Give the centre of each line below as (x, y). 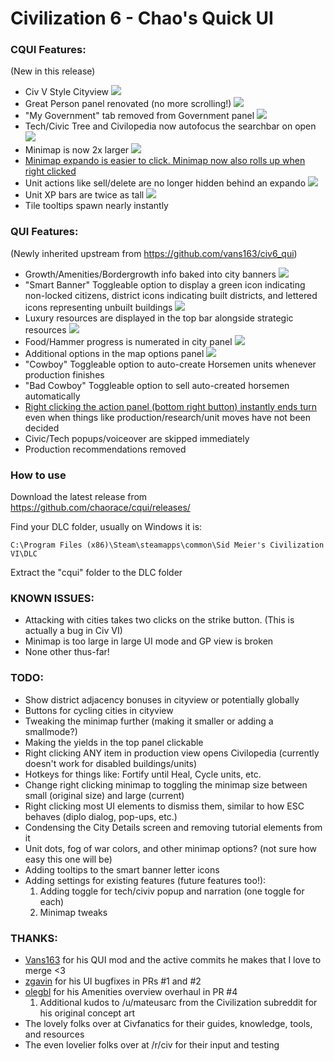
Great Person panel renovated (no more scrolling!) (128, 104)
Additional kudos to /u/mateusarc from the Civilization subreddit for (178, 1002)
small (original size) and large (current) (104, 795)
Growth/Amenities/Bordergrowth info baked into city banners (150, 274)
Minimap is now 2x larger (77, 150)
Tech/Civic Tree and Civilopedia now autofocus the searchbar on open (170, 126)
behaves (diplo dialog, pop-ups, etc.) (101, 816)
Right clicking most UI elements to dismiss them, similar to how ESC (164, 806)
